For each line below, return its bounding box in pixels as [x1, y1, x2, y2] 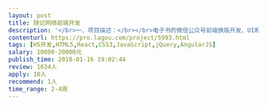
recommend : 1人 [8, 77, 57, 85]
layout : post [8, 11, 52, 20]
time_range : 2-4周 [8, 84, 68, 93]
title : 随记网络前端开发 [8, 19, 81, 27]
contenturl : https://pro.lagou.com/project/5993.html [8, 33, 191, 42]
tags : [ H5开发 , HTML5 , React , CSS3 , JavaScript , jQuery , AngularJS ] [8, 41, 216, 49]
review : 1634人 [8, 63, 57, 71]
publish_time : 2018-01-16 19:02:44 [8, 56, 126, 64]
